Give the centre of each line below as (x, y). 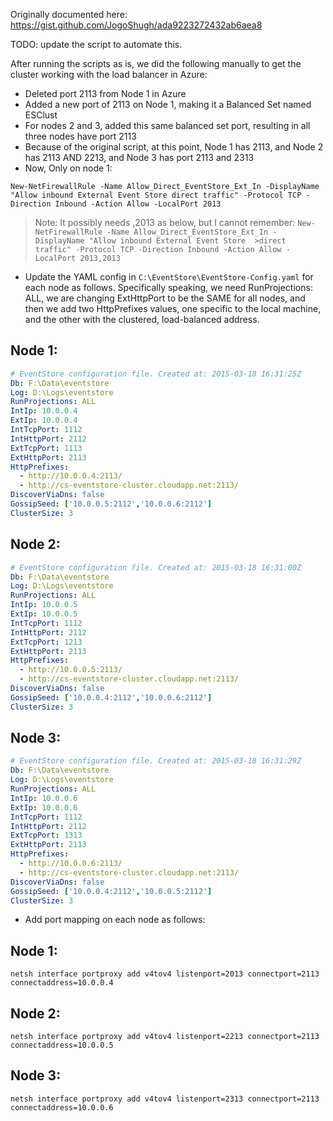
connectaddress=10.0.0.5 (62, 1045)
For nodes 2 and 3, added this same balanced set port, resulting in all (167, 125)
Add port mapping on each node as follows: (115, 920)
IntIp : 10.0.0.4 (44, 411)
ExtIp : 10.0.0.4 (44, 420)
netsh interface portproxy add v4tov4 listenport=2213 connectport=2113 (165, 1037)
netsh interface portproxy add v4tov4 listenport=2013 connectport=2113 (165, 974)
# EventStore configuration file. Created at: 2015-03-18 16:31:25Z (156, 374)
